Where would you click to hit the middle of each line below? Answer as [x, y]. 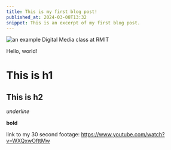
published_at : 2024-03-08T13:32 [46, 17]
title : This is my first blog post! [52, 12]
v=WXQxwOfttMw [28, 141]
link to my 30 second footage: [43, 135]
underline [18, 111]
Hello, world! [22, 51]
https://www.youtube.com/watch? [123, 135]
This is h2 [25, 97]
